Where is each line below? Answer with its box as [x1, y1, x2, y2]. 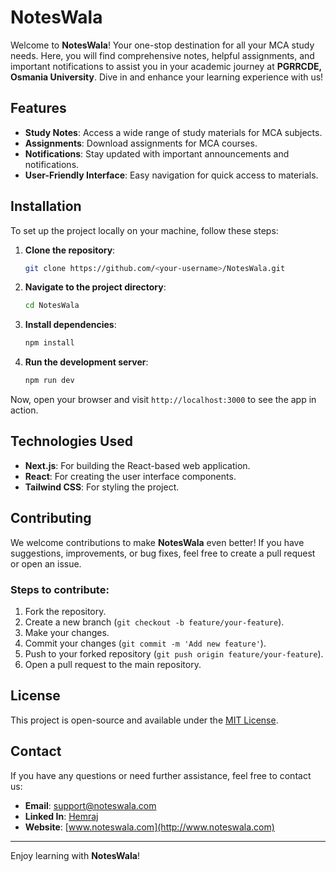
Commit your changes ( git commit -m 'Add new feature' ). [24, 637, 267, 649]
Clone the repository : [24, 244, 116, 256]
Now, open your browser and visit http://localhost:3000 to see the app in [10, 394, 317, 406]
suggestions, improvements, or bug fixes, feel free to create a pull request [10, 547, 316, 559]
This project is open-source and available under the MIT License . [10, 714, 279, 726]
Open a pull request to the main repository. [24, 658, 202, 670]
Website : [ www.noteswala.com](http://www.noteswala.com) [24, 821, 275, 833]
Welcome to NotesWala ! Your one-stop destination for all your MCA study [10, 39, 315, 51]
